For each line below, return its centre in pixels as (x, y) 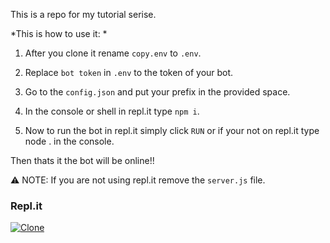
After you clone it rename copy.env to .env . (113, 53)
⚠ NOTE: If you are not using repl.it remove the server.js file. (138, 180)
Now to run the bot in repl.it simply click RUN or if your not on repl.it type (172, 130)
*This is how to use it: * (59, 33)
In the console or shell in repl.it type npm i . (112, 111)
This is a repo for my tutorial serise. (83, 14)
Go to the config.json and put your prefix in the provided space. (157, 92)
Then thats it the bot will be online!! (82, 160)
